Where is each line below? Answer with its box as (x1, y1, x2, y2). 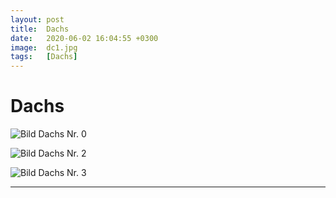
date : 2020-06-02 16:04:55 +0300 (10, 33, 159, 43)
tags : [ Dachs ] (10, 52, 78, 62)
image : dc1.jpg (10, 42, 78, 53)
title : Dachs (10, 24, 70, 34)
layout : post (10, 14, 65, 25)
